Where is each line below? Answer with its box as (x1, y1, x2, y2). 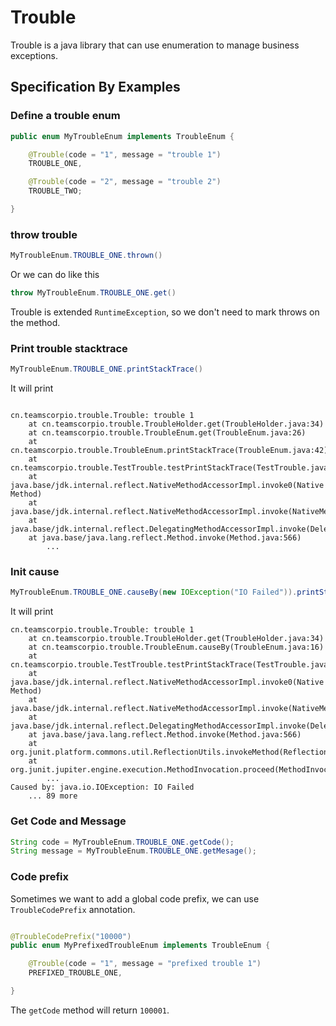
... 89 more (28, 791, 78, 801)
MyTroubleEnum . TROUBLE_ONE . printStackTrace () (10, 364, 203, 375)
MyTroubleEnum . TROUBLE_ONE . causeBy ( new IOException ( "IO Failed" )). (10, 587, 298, 598)
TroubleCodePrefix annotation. (10, 903, 136, 915)
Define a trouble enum (10, 109, 121, 123)
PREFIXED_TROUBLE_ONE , (28, 968, 123, 978)
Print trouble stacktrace (10, 341, 128, 355)
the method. (10, 316, 61, 328)
